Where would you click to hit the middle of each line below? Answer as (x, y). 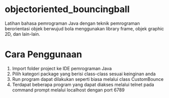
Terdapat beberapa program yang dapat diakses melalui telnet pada (83, 84)
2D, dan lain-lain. (22, 34)
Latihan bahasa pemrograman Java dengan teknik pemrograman (72, 23)
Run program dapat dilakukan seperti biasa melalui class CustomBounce (88, 79)
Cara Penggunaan (43, 55)
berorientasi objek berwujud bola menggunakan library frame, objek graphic (84, 28)
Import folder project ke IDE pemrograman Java (62, 68)
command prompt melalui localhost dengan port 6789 (68, 90)
